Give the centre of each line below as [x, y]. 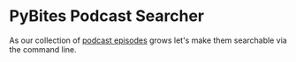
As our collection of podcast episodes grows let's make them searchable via [148, 40]
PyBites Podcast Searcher [107, 16]
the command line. [43, 49]
